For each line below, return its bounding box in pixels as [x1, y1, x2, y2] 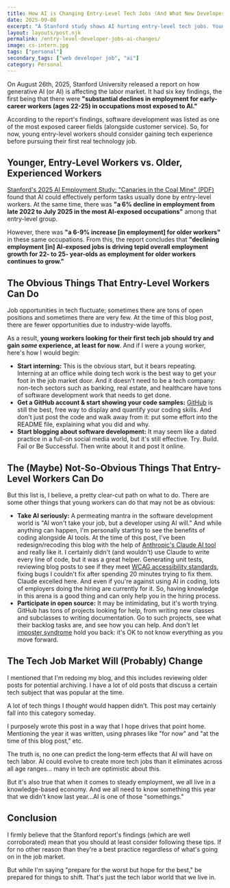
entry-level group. [7, 215, 58, 223]
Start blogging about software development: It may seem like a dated [16, 428, 217, 436]
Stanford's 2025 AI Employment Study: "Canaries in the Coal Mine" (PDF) [7, 186, 214, 194]
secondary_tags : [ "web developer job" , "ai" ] [7, 55, 139, 62]
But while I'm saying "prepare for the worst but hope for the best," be [7, 865, 202, 874]
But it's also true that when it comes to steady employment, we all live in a [7, 778, 216, 786]
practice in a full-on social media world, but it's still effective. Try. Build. [16, 435, 219, 443]
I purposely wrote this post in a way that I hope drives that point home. [7, 722, 207, 730]
